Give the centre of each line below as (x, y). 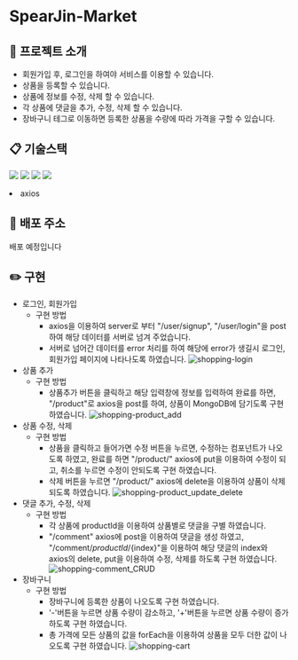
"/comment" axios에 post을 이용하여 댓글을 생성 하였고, (146, 537)
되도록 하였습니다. (79, 492)
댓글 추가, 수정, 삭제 (56, 504)
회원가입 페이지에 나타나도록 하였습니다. (118, 359)
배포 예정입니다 (35, 247)
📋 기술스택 (39, 149)
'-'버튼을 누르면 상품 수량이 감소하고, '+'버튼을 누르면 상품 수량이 (161, 613)
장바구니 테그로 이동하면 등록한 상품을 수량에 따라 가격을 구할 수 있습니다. (149, 118)
